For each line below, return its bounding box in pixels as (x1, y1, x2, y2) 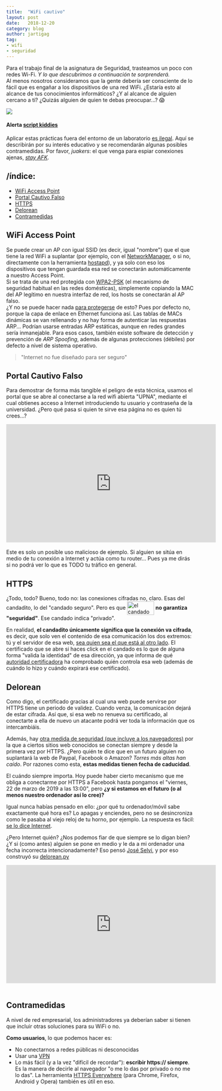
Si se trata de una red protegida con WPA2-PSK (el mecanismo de (6, 278, 169, 285)
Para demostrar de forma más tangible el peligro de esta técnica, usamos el (6, 387, 193, 394)
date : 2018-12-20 (6, 20, 55, 26)
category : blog (6, 25, 44, 32)
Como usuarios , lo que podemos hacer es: (6, 1034, 112, 1041)
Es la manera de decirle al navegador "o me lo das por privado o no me (14, 1065, 190, 1072)
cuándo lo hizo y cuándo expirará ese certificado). (6, 664, 130, 672)
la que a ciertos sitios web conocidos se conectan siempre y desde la (6, 741, 178, 749)
